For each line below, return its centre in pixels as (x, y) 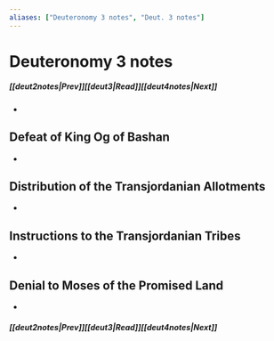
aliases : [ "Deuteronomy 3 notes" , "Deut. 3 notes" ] (107, 17)
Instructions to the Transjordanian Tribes (125, 235)
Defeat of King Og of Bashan (90, 138)
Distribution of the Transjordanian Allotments (137, 187)
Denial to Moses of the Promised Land (117, 285)
